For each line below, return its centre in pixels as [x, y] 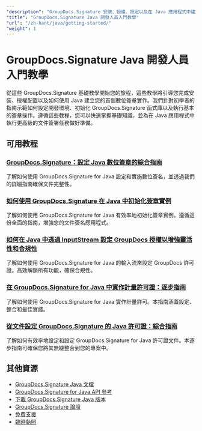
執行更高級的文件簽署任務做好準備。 [51, 123]
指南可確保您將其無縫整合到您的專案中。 [61, 348]
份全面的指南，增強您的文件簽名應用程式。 [59, 223]
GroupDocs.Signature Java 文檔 [54, 384]
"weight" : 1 [21, 29]
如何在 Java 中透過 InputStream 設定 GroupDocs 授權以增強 [93, 240]
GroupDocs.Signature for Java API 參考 [63, 391]
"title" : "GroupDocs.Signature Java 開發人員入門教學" [73, 17]
